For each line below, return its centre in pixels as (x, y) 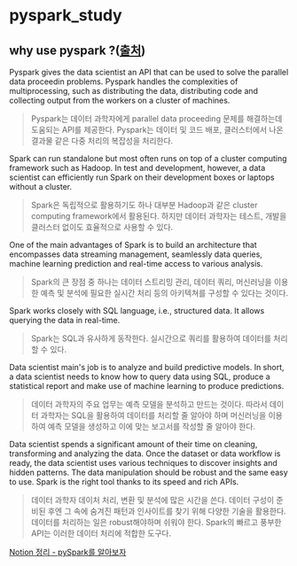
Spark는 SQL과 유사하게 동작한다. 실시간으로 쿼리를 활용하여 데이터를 (151, 338)
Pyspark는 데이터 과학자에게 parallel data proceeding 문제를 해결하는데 (156, 119)
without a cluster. (41, 186)
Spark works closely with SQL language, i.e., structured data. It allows (137, 310)
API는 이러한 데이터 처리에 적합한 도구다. (101, 533)
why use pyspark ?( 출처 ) (78, 50)
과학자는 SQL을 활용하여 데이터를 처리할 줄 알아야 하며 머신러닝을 (153, 415)
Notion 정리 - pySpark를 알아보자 (68, 552)
